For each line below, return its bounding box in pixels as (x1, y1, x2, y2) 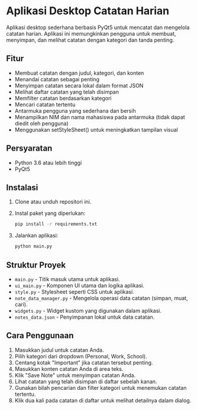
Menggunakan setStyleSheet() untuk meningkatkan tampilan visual (14, 126, 179, 133)
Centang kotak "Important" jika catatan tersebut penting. (14, 359, 153, 366)
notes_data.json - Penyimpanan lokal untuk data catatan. (14, 313, 155, 320)
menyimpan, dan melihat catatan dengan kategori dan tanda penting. (6, 36, 175, 43)
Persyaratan (6, 144, 53, 154)
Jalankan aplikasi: (14, 232, 59, 239)
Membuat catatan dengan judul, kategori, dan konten (14, 69, 144, 77)
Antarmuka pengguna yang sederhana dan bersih (14, 107, 136, 114)
